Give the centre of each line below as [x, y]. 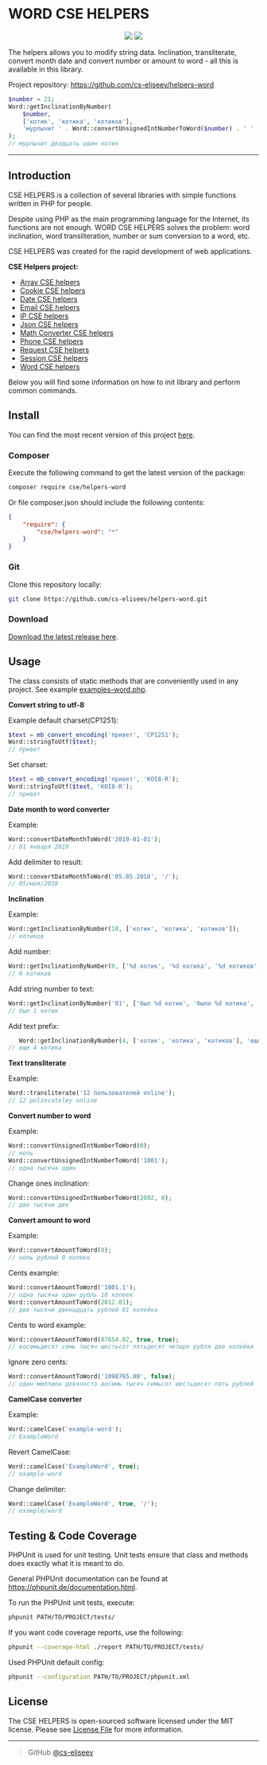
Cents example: [34, 1273]
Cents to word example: [47, 1325]
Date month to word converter [59, 809]
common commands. [43, 390]
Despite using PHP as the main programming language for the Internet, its [129, 219]
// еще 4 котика [35, 1048]
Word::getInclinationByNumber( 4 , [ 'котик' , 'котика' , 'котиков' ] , [131, 1040]
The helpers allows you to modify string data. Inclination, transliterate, [122, 52]
